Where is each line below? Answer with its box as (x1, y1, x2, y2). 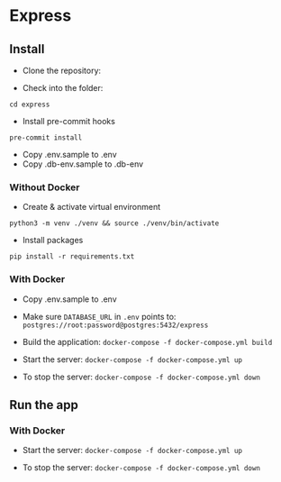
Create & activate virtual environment (22, 202, 161, 213)
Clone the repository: (22, 65, 102, 76)
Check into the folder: (22, 83, 104, 93)
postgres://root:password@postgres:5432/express (22, 321, 209, 330)
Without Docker (9, 181, 80, 194)
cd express (9, 100, 50, 109)
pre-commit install (9, 133, 83, 142)
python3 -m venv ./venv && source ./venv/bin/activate (9, 219, 220, 228)
